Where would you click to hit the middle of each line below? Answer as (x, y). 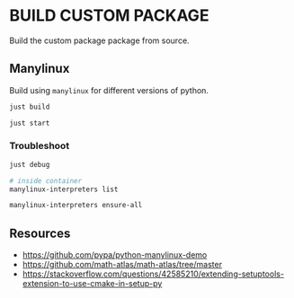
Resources (40, 233)
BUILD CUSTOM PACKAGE (109, 16)
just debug (30, 164)
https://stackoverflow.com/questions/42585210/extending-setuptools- (153, 274)
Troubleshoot (40, 146)
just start (30, 123)
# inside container (46, 180)
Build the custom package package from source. (100, 40)
